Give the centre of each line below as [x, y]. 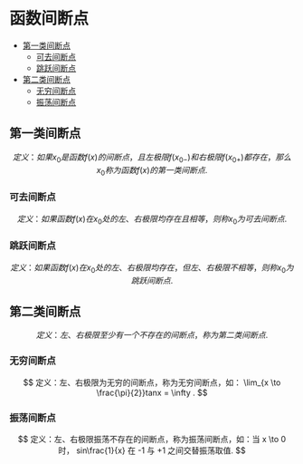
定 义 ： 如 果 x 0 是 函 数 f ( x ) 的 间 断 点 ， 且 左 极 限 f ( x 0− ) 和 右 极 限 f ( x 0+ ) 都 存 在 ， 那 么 [152, 158]
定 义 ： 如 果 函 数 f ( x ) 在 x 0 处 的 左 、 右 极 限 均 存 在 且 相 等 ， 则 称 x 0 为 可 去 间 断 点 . [152, 220]
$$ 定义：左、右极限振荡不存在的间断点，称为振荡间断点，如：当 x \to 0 [152, 439]
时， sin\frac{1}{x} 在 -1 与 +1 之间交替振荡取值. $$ [152, 450]
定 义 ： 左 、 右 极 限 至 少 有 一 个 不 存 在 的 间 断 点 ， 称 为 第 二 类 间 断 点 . [152, 335]
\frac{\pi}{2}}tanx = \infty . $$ [152, 392]
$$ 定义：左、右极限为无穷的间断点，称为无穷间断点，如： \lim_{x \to [152, 382]
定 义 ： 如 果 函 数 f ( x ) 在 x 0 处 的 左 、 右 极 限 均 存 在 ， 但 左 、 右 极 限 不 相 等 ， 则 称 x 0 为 [152, 268]
